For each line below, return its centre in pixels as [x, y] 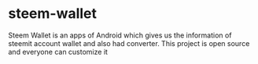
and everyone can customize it [58, 52]
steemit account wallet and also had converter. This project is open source [129, 43]
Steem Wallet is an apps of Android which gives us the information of [120, 35]
